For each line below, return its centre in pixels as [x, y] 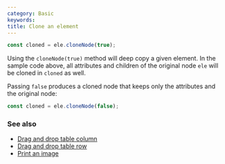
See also [22, 124]
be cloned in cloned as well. [47, 73]
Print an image [38, 154]
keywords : [21, 20]
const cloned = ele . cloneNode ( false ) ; [63, 106]
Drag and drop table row [52, 146]
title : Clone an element [43, 26]
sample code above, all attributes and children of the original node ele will [113, 65]
